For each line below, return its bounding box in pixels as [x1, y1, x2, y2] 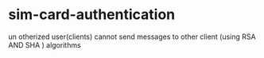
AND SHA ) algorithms [8, 40, 81, 49]
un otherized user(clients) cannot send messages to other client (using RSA [8, 32, 256, 41]
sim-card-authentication [8, 6, 176, 24]
